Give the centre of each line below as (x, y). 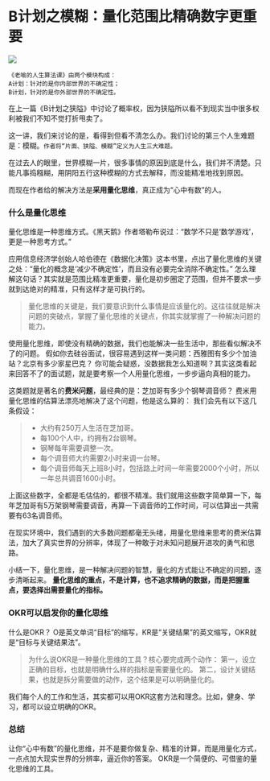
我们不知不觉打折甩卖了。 (64, 118)
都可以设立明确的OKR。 (61, 706)
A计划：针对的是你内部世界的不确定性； (64, 84)
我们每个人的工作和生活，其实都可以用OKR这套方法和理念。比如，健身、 (129, 696)
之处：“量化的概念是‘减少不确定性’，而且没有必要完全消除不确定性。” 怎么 (129, 269)
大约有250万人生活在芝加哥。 (89, 428)
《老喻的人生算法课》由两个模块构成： (62, 75)
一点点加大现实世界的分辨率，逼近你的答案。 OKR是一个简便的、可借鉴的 (129, 758)
